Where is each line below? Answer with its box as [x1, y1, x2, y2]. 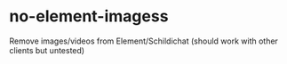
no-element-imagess [9, 6, 169, 27]
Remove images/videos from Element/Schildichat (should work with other [9, 36, 278, 46]
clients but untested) [9, 44, 85, 55]
